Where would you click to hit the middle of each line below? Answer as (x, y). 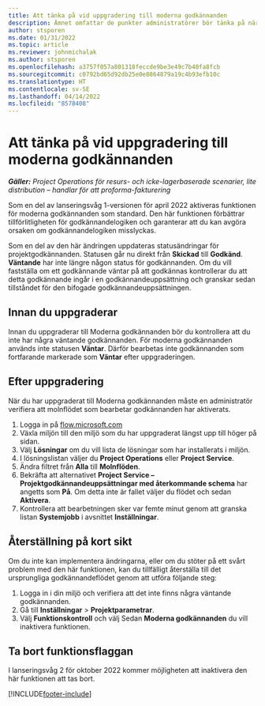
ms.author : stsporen (42, 60)
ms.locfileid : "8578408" (49, 104)
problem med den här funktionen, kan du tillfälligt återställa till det (115, 569)
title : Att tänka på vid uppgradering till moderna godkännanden (118, 15)
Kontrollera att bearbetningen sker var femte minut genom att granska (133, 508)
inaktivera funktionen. (55, 626)
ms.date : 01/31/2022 (42, 38)
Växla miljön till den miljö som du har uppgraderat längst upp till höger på (138, 432)
